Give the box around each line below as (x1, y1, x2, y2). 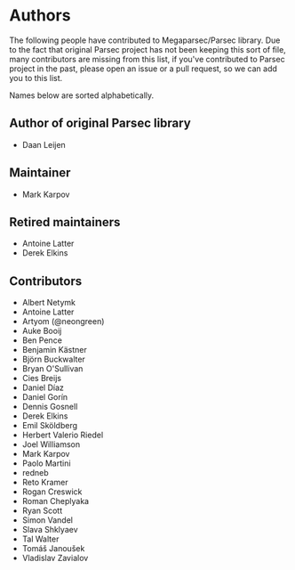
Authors (9, 5, 71, 26)
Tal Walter (21, 533, 60, 544)
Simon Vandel (21, 515, 74, 525)
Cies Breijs (21, 373, 62, 384)
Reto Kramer (21, 477, 68, 488)
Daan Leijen (21, 139, 67, 150)
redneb (21, 468, 49, 478)
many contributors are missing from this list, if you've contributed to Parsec (9, 53, 286, 64)
